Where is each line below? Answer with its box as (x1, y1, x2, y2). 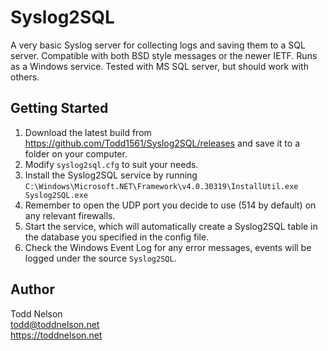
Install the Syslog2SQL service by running (24, 169, 198, 181)
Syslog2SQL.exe (24, 190, 89, 200)
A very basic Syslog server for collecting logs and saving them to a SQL (10, 39, 306, 51)
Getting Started (10, 100, 109, 117)
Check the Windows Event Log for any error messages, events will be (24, 241, 312, 253)
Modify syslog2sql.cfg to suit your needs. (24, 158, 199, 170)
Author (10, 281, 55, 298)
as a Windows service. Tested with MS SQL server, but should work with (10, 60, 309, 72)
